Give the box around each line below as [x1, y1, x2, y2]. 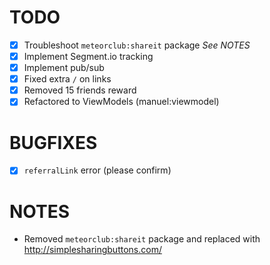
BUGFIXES [9, 131, 98, 154]
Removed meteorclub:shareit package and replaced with [23, 233, 261, 245]
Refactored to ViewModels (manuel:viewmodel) [23, 96, 220, 108]
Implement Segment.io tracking [23, 51, 154, 62]
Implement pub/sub [23, 62, 105, 74]
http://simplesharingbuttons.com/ [23, 244, 162, 256]
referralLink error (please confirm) [23, 164, 172, 176]
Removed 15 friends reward [23, 84, 137, 96]
